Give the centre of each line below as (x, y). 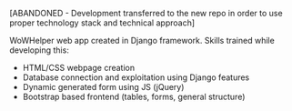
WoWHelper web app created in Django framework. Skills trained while (142, 40)
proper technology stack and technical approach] (102, 23)
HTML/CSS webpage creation (79, 68)
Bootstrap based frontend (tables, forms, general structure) (134, 96)
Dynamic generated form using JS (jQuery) (103, 87)
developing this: (40, 50)
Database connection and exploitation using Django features (136, 77)
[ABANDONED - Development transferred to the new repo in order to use (146, 13)
